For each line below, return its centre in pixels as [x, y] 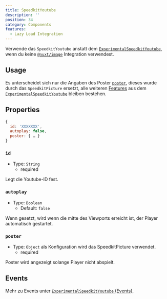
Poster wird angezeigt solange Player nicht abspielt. [60, 262]
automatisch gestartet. [29, 223]
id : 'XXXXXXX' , [26, 127]
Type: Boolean [27, 203]
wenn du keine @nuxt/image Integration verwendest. [60, 54]
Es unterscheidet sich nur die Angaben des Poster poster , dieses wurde [81, 82]
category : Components [28, 24]
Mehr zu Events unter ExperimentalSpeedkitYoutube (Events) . [70, 291]
